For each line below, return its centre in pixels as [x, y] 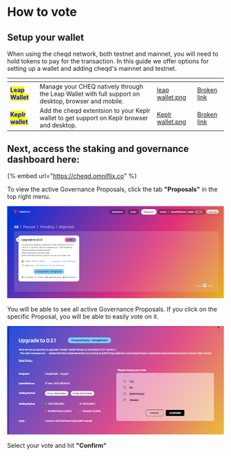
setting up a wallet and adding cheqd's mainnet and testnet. [92, 68]
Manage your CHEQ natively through [91, 86]
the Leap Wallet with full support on [90, 94]
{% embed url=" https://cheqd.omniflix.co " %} [72, 176]
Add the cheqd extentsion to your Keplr [95, 110]
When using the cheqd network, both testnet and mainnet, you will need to [113, 54]
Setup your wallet [46, 37]
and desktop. [58, 125]
